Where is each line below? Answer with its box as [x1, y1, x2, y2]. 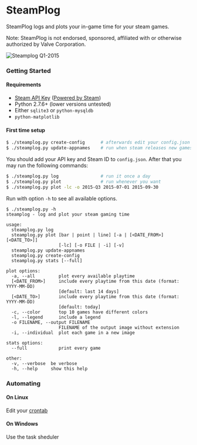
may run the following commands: [6, 162, 89, 169]
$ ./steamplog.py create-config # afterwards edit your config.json [6, 139, 191, 146]
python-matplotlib [14, 114, 60, 121]
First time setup [6, 126, 46, 133]
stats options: [6, 340, 43, 346]
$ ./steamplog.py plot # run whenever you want [6, 179, 161, 185]
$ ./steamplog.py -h [6, 206, 57, 212]
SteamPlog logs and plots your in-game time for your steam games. [6, 23, 169, 30]
